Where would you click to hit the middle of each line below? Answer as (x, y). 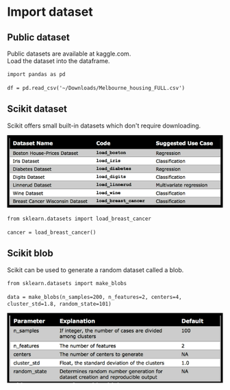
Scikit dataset (37, 109)
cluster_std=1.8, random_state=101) (59, 304)
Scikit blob (30, 253)
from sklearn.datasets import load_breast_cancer (79, 219)
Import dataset (50, 12)
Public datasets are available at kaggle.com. (69, 53)
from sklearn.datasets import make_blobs (67, 283)
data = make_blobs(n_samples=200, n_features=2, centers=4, (95, 297)
